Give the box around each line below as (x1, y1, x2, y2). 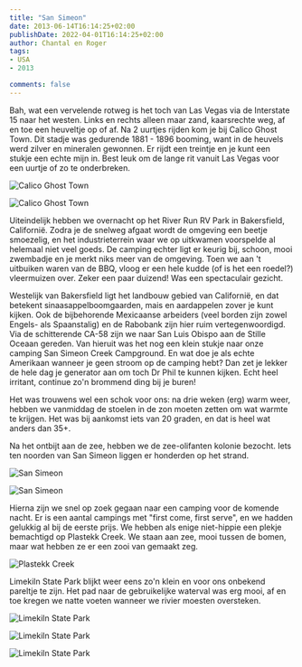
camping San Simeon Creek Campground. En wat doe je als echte (9, 347, 255, 358)
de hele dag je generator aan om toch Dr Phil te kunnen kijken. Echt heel (9, 367, 278, 378)
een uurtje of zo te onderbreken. (9, 162, 131, 173)
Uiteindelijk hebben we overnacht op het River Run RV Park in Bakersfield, (9, 214, 285, 226)
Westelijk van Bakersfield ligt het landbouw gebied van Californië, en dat (9, 290, 279, 301)
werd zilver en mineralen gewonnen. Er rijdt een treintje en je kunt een (9, 143, 271, 154)
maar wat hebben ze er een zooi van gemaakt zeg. (9, 540, 199, 551)
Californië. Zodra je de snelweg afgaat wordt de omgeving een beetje (9, 224, 269, 235)
